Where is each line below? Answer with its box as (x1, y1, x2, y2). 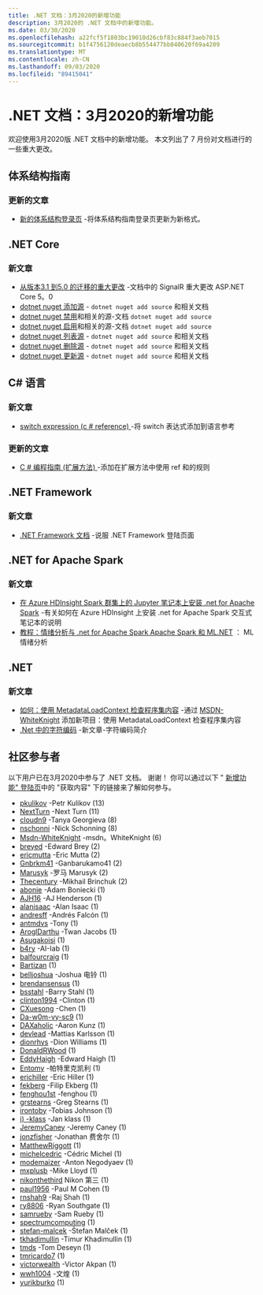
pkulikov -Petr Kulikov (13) (19, 798, 105, 808)
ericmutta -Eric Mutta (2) (19, 850, 101, 859)
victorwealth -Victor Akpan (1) (19, 1259, 117, 1269)
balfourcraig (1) (19, 951, 69, 962)
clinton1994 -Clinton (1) (19, 995, 96, 1005)
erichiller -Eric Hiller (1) (19, 1072, 94, 1081)
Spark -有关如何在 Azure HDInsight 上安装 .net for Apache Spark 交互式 (19, 608, 252, 617)
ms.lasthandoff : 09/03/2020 (8, 63, 101, 71)
